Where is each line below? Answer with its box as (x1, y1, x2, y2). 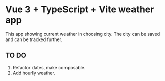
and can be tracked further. (5, 36, 62, 43)
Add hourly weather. (12, 70, 56, 76)
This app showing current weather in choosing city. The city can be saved (5, 31, 160, 37)
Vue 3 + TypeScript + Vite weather (5, 4, 154, 15)
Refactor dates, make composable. (12, 64, 86, 70)
